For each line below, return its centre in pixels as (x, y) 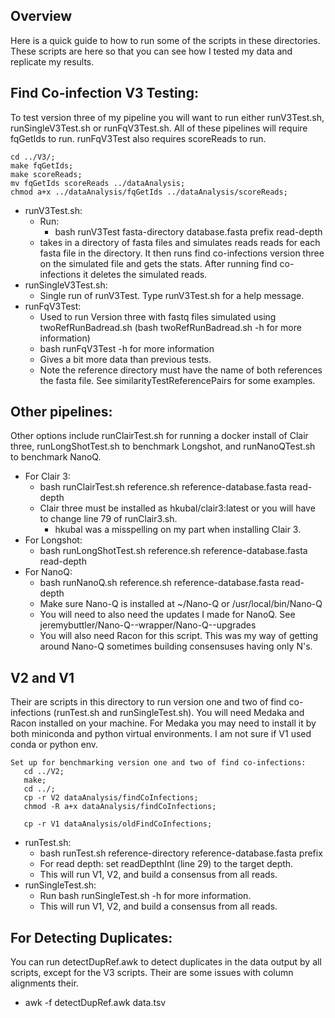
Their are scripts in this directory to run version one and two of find (148, 702)
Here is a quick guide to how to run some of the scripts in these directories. (165, 40)
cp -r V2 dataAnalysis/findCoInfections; (111, 798)
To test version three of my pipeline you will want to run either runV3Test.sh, (167, 117)
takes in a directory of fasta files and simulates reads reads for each (180, 242)
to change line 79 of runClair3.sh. (108, 519)
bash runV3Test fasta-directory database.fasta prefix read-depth (188, 231)
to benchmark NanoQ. (56, 457)
